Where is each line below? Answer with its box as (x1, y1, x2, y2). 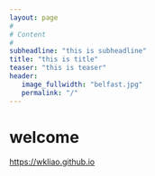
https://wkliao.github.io (9, 156, 96, 167)
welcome (9, 127, 79, 147)
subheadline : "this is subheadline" (9, 47, 147, 56)
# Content (9, 30, 47, 39)
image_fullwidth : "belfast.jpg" (21, 80, 143, 89)
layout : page (9, 13, 59, 22)
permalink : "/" (21, 88, 78, 97)
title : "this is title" (9, 55, 99, 64)
